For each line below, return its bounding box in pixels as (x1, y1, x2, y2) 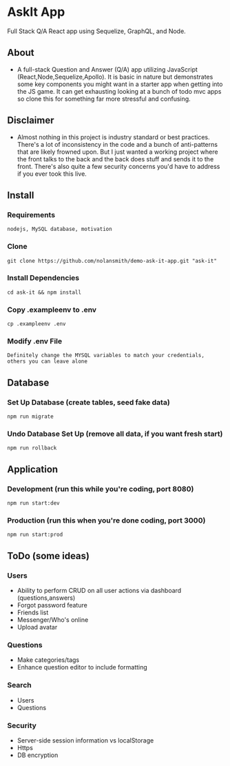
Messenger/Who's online (17, 616, 89, 624)
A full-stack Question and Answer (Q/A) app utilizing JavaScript (17, 65, 198, 73)
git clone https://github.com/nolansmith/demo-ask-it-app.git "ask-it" (7, 257, 217, 264)
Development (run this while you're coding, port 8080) (7, 484, 194, 494)
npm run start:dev (7, 500, 60, 507)
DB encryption (17, 751, 59, 759)
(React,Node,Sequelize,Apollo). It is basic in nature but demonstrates (17, 72, 213, 81)
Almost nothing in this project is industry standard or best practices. (17, 132, 210, 141)
